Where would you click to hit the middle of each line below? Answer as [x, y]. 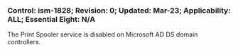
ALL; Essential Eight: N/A [52, 19]
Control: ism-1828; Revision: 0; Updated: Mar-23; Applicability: [119, 11]
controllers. [24, 42]
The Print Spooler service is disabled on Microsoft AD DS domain [103, 34]
